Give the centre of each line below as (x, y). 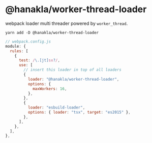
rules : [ (19, 51)
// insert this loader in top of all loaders (73, 70)
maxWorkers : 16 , (50, 89)
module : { (16, 46)
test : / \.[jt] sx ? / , (39, 60)
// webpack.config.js (28, 42)
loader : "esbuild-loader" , (56, 108)
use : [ (26, 65)
